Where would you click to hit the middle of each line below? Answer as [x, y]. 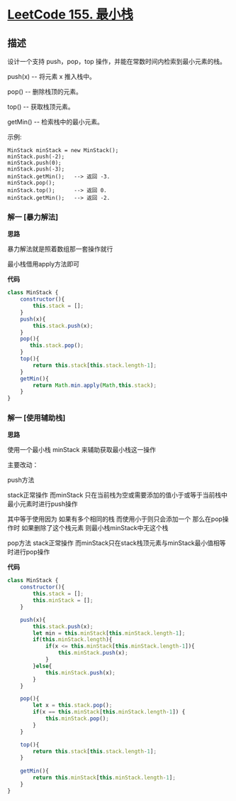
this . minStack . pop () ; [77, 719]
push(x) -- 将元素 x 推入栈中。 [51, 76]
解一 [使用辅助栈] [36, 418]
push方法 [21, 480]
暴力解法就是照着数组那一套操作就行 [60, 249]
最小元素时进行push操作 [43, 504]
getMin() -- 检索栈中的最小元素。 [56, 122]
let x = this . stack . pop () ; [73, 705]
